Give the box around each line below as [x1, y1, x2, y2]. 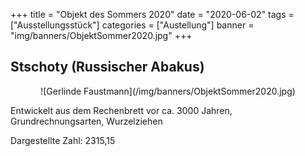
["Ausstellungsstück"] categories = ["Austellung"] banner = [10, 19, 255, 31]
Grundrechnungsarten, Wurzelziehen [10, 115, 163, 127]
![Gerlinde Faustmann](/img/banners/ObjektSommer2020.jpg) [40, 85, 296, 97]
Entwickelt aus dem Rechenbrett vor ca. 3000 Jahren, [10, 104, 233, 116]
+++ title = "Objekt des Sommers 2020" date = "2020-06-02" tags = [10, 9, 295, 20]
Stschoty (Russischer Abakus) [10, 59, 205, 76]
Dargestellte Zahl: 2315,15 [10, 134, 116, 146]
